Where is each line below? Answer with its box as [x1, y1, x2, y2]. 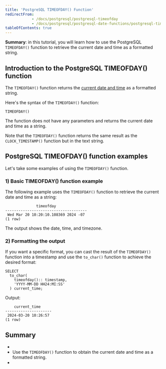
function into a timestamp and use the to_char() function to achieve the [5, 254, 152, 260]
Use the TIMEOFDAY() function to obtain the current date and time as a [12, 349, 154, 355]
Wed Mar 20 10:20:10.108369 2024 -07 [7, 212, 85, 217]
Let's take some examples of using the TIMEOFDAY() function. [5, 165, 128, 171]
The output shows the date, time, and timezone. [5, 225, 103, 231]
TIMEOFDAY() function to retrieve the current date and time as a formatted [5, 44, 153, 50]
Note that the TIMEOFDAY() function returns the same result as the [5, 132, 137, 138]
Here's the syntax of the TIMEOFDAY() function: [5, 99, 99, 105]
